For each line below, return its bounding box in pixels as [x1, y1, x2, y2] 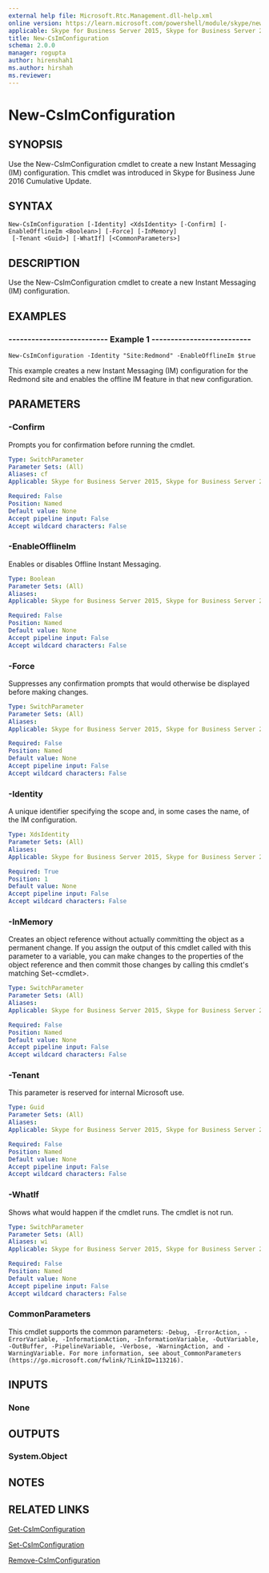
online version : [8, 19, 62, 27]
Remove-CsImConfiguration [8, 1555, 101, 1565]
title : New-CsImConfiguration [8, 34, 110, 43]
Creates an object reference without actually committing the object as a [8, 934, 244, 944]
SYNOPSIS [8, 138, 63, 152]
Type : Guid [8, 1104, 45, 1112]
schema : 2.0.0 [8, 42, 56, 50]
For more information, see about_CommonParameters [69, 1349, 242, 1357]
